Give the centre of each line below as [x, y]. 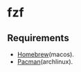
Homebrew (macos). [46, 54]
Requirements [38, 38]
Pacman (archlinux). [45, 62]
